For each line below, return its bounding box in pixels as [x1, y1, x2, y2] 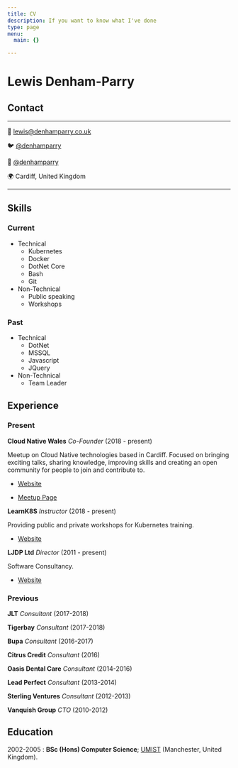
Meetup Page [17, 493, 57, 501]
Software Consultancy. [7, 561, 74, 570]
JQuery [28, 363, 51, 373]
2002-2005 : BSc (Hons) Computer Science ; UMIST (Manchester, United [7, 745, 222, 753]
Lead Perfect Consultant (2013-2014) [7, 679, 117, 687]
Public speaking [28, 292, 76, 300]
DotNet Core [28, 262, 65, 270]
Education [7, 726, 54, 738]
